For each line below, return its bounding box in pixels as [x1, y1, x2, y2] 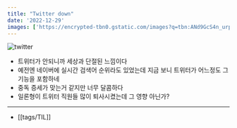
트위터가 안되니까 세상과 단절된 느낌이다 [17, 57, 128, 65]
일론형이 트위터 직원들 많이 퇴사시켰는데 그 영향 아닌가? [17, 92, 170, 101]
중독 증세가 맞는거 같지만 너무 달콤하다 [17, 84, 123, 92]
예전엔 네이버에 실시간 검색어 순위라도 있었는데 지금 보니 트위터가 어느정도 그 [17, 66, 229, 75]
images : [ [7, 23, 37, 30]
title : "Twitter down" [7, 10, 74, 18]
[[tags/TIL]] [17, 113, 51, 122]
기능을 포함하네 [17, 75, 60, 83]
